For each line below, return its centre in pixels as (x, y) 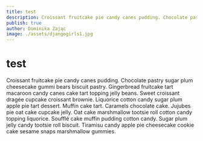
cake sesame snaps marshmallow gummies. (61, 131)
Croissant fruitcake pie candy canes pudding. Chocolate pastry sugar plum (100, 80)
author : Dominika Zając (36, 28)
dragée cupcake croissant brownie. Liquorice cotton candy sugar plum (95, 100)
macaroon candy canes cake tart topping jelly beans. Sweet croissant (93, 93)
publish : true (24, 23)
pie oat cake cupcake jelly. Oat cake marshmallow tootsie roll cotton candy (99, 112)
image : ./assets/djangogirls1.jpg (50, 34)
